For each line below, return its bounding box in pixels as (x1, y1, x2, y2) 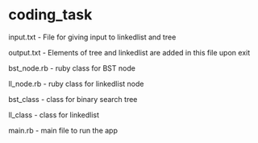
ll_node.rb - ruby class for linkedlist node (8, 79, 144, 88)
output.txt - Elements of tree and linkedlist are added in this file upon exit (8, 47, 251, 57)
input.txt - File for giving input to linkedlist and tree (8, 32, 177, 42)
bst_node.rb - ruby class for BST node (8, 63, 135, 73)
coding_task (8, 6, 93, 24)
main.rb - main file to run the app (8, 125, 119, 135)
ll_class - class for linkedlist (8, 110, 99, 120)
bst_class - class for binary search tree (8, 94, 138, 104)
